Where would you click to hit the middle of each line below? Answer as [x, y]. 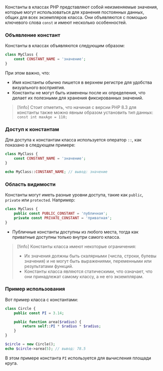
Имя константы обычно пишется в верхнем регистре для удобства [82, 82]
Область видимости [30, 184]
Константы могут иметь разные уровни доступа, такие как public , [74, 195]
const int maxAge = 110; [42, 117]
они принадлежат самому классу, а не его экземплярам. [84, 276]
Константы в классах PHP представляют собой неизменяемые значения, [81, 7]
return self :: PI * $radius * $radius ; [62, 326]
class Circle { [20, 308]
